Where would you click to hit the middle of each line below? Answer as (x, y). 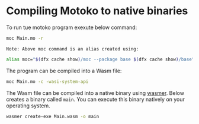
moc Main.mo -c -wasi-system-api (47, 81)
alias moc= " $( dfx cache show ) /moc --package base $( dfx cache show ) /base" (100, 59)
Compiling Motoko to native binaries (97, 11)
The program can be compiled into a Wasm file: (64, 71)
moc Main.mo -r (25, 38)
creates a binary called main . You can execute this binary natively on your (96, 99)
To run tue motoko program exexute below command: (72, 27)
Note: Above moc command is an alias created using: (73, 49)
